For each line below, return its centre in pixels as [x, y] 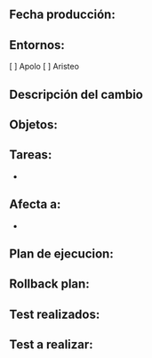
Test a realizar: [51, 345]
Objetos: [33, 124]
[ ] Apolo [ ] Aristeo [44, 67]
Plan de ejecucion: [61, 254]
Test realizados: [55, 314]
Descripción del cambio [76, 94]
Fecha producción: [62, 15]
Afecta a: [35, 204]
